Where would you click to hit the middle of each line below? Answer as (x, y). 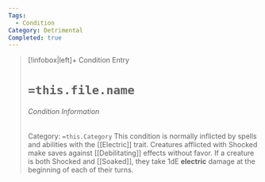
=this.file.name (81, 91)
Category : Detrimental (46, 30)
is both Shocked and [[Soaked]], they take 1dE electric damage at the (141, 161)
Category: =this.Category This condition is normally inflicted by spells (142, 136)
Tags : (17, 15)
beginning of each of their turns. (81, 169)
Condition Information (63, 112)
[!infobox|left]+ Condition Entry (78, 60)
